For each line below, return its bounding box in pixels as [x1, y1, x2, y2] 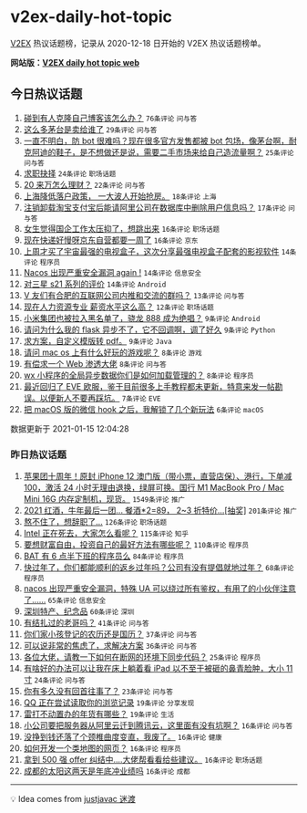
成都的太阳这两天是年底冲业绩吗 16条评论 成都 [23, 766, 190, 777]
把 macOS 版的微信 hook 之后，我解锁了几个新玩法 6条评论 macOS [23, 403, 264, 414]
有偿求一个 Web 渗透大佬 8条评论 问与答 [23, 358, 167, 369]
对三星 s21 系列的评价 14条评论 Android [23, 278, 167, 289]
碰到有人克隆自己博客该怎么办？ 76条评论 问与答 [23, 112, 198, 123]
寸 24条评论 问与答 [23, 674, 86, 685]
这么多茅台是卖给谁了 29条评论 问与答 [23, 123, 158, 134]
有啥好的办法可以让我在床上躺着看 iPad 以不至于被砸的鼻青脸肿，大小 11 [23, 663, 293, 674]
